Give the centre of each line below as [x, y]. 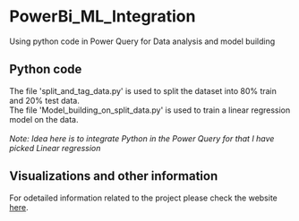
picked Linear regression [55, 148]
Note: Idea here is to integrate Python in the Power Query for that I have [142, 138]
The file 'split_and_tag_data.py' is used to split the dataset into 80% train [143, 90]
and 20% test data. [45, 100]
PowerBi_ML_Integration [103, 17]
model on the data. [44, 119]
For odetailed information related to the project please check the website [143, 198]
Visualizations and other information [114, 176]
